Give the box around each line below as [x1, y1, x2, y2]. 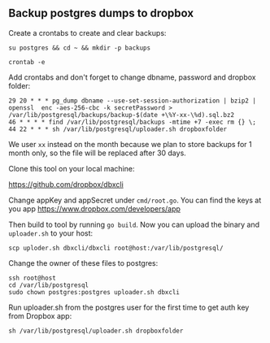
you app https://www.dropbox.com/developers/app [8, 203, 181, 214]
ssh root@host [8, 274, 57, 282]
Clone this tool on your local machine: [8, 163, 135, 173]
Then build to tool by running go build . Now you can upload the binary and [8, 219, 260, 229]
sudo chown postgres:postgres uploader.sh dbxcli [8, 288, 181, 296]
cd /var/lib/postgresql [8, 280, 89, 289]
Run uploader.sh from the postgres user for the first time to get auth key [8, 302, 250, 312]
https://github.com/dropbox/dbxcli [8, 179, 124, 189]
